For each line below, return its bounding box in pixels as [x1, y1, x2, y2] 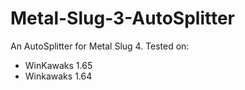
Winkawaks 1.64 [24, 70, 93, 82]
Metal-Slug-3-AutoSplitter [10, 7, 235, 30]
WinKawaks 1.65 [24, 59, 93, 71]
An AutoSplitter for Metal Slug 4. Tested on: [10, 40, 190, 52]
